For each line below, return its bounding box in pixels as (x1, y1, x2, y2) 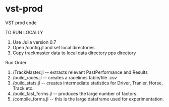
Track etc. (12, 85, 34, 91)
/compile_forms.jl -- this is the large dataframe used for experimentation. (12, 96, 164, 102)
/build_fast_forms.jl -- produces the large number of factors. (12, 90, 138, 96)
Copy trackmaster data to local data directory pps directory (12, 50, 136, 56)
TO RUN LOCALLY (5, 29, 43, 35)
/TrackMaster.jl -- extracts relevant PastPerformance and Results (12, 69, 148, 75)
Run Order (5, 59, 27, 65)
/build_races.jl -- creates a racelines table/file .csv (12, 74, 117, 80)
